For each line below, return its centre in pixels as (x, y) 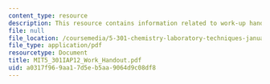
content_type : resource (48, 16)
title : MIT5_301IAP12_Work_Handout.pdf (75, 61)
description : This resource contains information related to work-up (127, 23)
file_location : (34, 38)
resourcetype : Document (48, 53)
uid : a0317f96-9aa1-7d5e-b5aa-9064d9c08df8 (82, 68)
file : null (27, 30)
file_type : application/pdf (55, 46)
